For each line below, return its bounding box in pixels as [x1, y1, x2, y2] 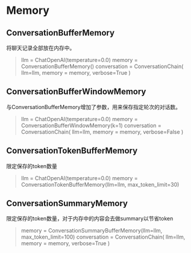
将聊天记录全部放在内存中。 [6, 45, 75, 51]
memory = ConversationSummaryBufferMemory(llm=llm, [20, 227, 163, 234]
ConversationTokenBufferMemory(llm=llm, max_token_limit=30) [20, 181, 180, 188]
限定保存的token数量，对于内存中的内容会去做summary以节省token [6, 215, 174, 222]
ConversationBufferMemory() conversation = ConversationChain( [20, 63, 184, 70]
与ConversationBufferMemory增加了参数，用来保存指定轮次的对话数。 [6, 103, 181, 110]
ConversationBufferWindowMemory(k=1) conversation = [20, 122, 161, 129]
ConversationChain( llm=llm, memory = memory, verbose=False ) [20, 128, 184, 136]
